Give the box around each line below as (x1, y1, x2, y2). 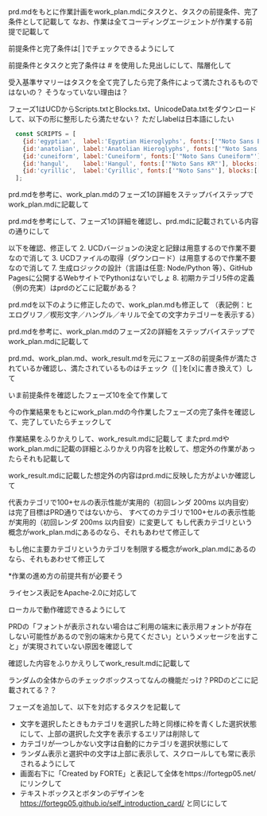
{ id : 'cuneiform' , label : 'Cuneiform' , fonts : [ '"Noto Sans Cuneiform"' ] (22, 152, 261, 160)
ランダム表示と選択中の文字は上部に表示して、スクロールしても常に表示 (19, 749, 256, 759)
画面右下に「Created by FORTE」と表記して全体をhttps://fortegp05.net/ (19, 769, 257, 779)
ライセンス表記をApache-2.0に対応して (8, 588, 137, 597)
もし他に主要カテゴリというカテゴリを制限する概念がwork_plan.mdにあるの (8, 544, 257, 554)
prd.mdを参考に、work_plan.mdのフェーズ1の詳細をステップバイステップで (8, 190, 254, 199)
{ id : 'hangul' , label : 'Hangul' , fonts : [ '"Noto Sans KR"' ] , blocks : (22, 160, 258, 168)
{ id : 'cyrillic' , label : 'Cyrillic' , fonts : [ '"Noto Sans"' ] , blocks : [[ (22, 167, 261, 175)
